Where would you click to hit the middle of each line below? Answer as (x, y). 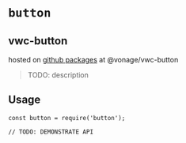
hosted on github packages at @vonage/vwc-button (93, 60)
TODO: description (58, 75)
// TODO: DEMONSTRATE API (51, 132)
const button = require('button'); (67, 118)
